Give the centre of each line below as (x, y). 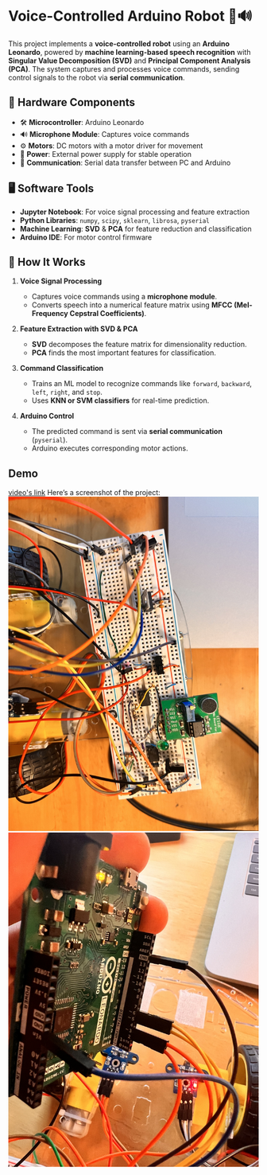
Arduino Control (47, 416)
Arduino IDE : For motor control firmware (86, 237)
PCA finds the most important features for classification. (124, 353)
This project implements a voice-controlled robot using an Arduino (119, 43)
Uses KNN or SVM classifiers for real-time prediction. (120, 400)
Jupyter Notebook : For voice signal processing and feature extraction (135, 212)
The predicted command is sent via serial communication (127, 431)
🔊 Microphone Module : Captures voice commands (104, 134)
